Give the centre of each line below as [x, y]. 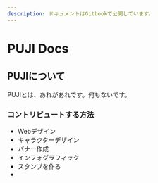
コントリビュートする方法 [51, 115]
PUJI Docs [38, 48]
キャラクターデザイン [48, 140]
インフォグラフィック [48, 157]
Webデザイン [37, 131]
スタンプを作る [39, 166]
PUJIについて [36, 76]
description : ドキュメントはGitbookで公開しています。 [80, 14]
